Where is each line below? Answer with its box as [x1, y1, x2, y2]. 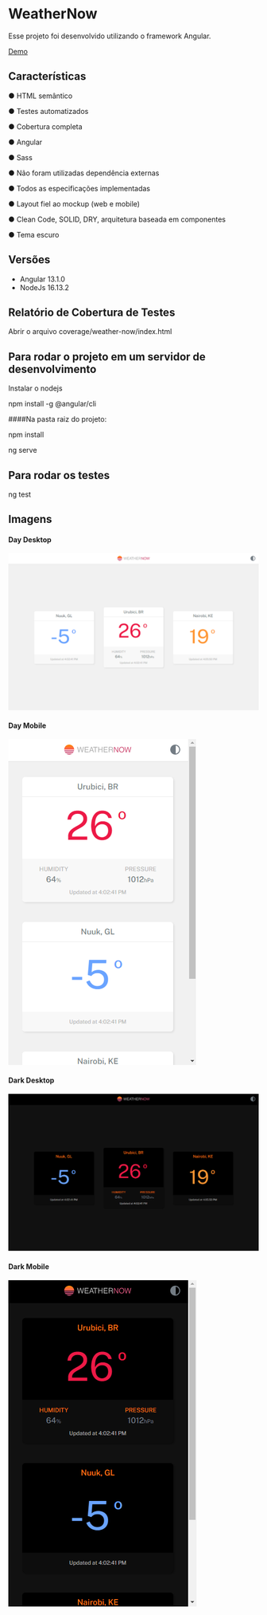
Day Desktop [8, 535, 52, 544]
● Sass [8, 152, 33, 162]
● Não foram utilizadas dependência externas [8, 168, 160, 178]
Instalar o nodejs [8, 383, 63, 393]
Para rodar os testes [8, 468, 110, 482]
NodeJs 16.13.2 [19, 282, 70, 292]
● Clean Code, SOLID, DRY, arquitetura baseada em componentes [8, 214, 226, 224]
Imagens [8, 513, 52, 526]
